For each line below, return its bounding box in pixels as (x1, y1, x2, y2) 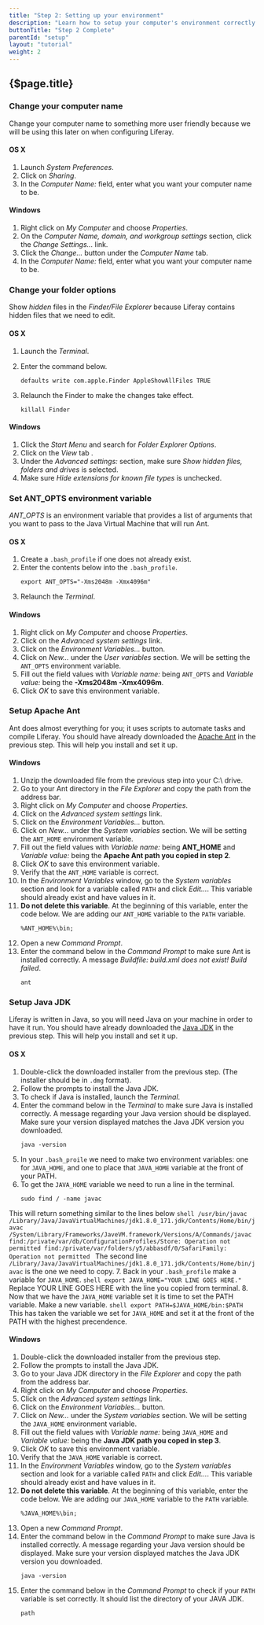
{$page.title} (9, 77, 74, 90)
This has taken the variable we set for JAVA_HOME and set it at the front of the (9, 1308, 255, 1317)
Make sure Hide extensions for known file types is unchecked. (20, 473, 222, 482)
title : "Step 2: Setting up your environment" (9, 11, 164, 20)
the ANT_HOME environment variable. (20, 835, 134, 843)
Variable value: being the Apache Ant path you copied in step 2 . (20, 851, 231, 860)
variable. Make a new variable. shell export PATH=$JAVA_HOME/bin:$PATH (9, 1299, 244, 1310)
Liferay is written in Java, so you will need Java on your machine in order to (9, 1015, 254, 1024)
